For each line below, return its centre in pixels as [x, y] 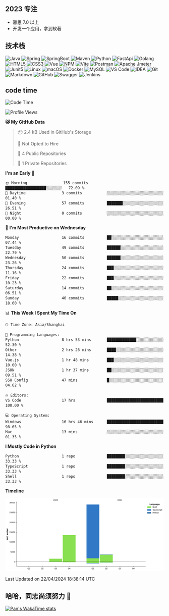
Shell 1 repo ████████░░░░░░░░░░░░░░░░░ [84, 477]
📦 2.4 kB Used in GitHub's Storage [54, 132]
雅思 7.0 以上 [26, 22]
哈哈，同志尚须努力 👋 [38, 596]
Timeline [15, 491]
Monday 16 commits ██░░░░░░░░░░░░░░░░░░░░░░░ [84, 238]
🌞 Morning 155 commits [47, 183]
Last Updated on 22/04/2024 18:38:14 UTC [50, 579]
